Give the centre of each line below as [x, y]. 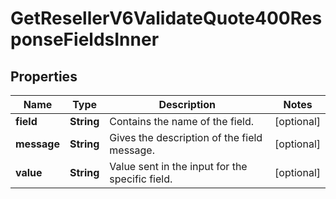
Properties [44, 76]
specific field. [141, 179]
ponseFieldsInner [85, 39]
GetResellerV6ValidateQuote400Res [166, 18]
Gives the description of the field [186, 137]
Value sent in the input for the [178, 166]
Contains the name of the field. [182, 121]
